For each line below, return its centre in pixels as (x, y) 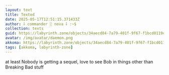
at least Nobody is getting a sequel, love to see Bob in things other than (79, 61)
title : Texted (20, 15)
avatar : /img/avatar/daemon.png (39, 38)
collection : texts (24, 29)
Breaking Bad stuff (24, 67)
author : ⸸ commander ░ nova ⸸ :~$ (41, 24)
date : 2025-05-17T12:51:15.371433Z (43, 19)
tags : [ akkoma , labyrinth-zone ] (39, 47)
